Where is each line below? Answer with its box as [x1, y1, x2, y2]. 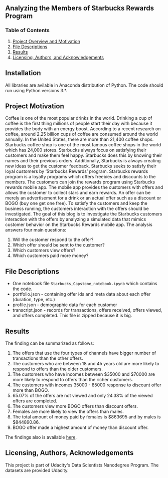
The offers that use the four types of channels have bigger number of [12, 350, 156, 356]
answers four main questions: [5, 227, 67, 233]
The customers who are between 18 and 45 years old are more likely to [12, 360, 159, 366]
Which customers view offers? [12, 248, 76, 254]
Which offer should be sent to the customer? [12, 242, 105, 248]
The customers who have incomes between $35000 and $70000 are [12, 371, 155, 377]
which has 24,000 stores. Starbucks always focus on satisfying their [5, 147, 146, 153]
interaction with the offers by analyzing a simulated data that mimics [5, 216, 146, 222]
